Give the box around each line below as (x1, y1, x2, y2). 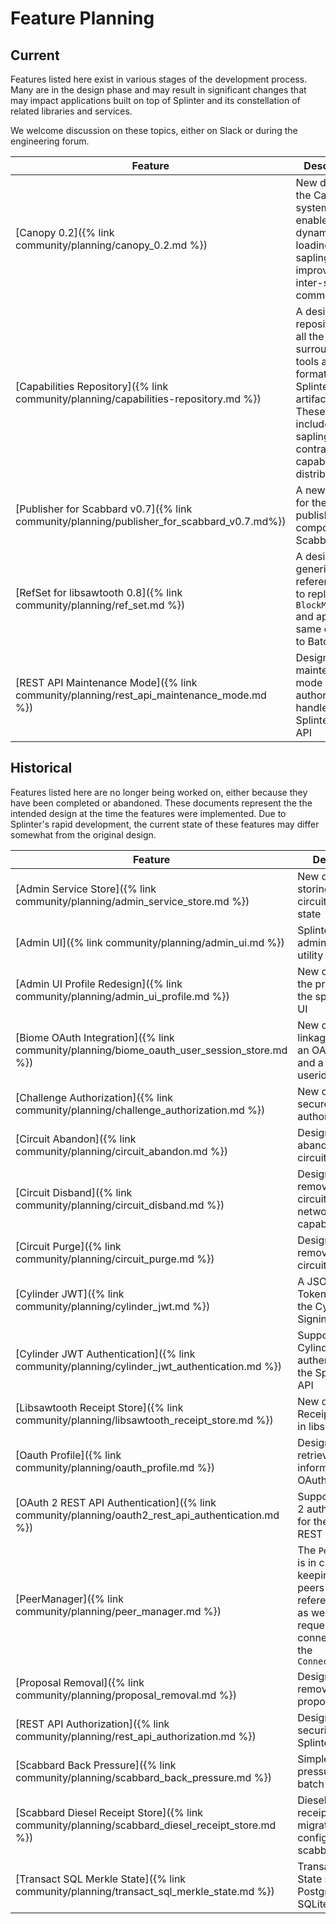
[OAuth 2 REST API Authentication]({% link (15, 1495, 217, 1509)
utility (297, 948, 324, 962)
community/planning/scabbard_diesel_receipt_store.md (15, 1818, 277, 1832)
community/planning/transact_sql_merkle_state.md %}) (15, 1884, 275, 1898)
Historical (10, 760, 73, 777)
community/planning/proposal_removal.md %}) (15, 1688, 237, 1702)
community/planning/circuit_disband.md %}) (15, 1198, 225, 1212)
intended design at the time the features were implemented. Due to (10, 807, 287, 819)
